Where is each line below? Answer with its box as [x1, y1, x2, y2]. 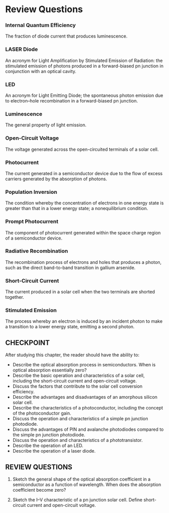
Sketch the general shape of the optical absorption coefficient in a [12, 476, 151, 483]
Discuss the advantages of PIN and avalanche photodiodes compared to [12, 426, 164, 432]
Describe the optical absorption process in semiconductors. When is [12, 362, 156, 368]
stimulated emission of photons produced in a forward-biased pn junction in [5, 62, 163, 69]
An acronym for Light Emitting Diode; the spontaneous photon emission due [5, 92, 163, 98]
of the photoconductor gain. [12, 410, 72, 417]
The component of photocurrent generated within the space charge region [5, 229, 161, 235]
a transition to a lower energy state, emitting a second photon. [5, 324, 135, 330]
